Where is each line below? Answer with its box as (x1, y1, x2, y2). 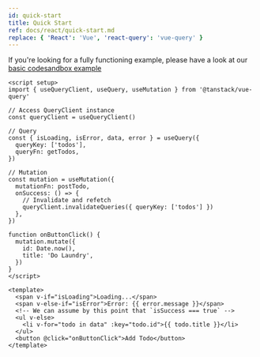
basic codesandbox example (8, 64, 102, 73)
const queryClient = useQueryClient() (8, 114, 136, 122)
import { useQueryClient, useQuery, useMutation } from (8, 86, 196, 94)
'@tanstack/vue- (198, 86, 253, 94)
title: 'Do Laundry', (22, 252, 93, 260)
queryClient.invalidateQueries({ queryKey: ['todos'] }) (22, 203, 214, 212)
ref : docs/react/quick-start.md (8, 26, 115, 34)
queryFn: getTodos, (15, 148, 80, 156)
